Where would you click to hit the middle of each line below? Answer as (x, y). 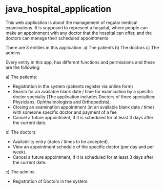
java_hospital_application (59, 9)
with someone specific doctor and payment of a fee (64, 112)
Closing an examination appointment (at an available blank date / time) (83, 107)
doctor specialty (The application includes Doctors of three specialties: (84, 97)
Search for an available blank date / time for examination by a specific (83, 91)
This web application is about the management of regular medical (72, 22)
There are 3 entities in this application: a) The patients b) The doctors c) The (82, 47)
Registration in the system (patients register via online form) (73, 86)
